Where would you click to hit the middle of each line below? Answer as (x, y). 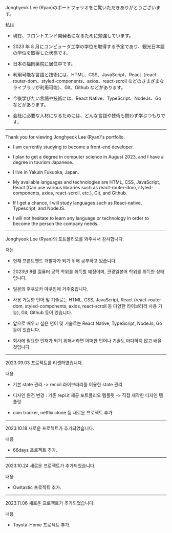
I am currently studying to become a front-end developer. (73, 147)
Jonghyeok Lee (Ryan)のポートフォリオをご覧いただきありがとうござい (81, 7)
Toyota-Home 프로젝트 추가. (41, 525)
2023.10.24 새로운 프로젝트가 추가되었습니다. (50, 465)
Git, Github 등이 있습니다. (47, 313)
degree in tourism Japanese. (43, 162)
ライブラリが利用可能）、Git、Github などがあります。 (69, 87)
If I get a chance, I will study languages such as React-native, (77, 203)
